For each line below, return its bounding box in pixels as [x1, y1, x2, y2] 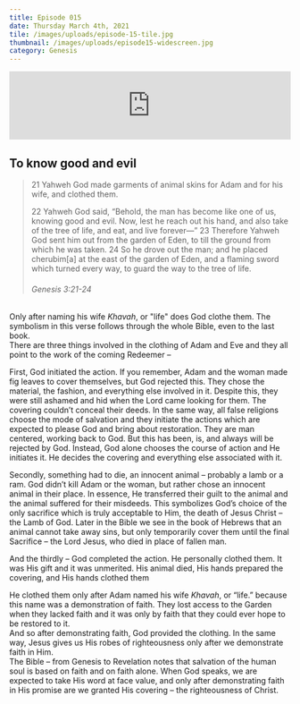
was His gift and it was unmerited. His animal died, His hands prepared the [9, 563, 284, 573]
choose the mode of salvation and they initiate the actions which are [9, 414, 261, 425]
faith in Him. [9, 647, 54, 657]
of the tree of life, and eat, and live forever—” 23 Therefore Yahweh [30, 225, 279, 235]
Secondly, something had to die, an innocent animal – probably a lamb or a [9, 470, 284, 480]
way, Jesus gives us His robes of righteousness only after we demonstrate [9, 637, 284, 649]
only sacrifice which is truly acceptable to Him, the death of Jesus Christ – [9, 507, 283, 519]
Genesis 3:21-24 [30, 284, 92, 294]
